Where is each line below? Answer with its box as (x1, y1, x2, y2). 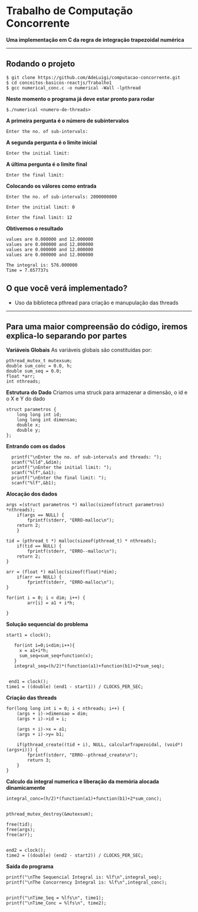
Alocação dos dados (6, 490, 58, 497)
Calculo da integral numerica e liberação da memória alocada (6, 778, 159, 785)
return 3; (27, 757, 51, 763)
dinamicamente (6, 784, 45, 792)
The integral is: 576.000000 (6, 262, 78, 268)
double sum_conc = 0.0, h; (6, 363, 72, 369)
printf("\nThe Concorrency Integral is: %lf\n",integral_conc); (6, 880, 167, 885)
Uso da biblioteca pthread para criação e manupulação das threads (14, 299, 179, 306)
